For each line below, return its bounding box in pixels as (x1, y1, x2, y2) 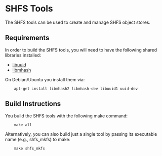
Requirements (5, 34, 49, 42)
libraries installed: (5, 52, 41, 58)
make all (14, 122, 32, 127)
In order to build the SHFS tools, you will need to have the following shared (5, 47, 157, 52)
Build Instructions (5, 100, 61, 108)
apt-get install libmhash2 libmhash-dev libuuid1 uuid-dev (14, 86, 138, 91)
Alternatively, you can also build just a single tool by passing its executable (5, 131, 157, 137)
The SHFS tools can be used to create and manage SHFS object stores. (5, 19, 151, 25)
